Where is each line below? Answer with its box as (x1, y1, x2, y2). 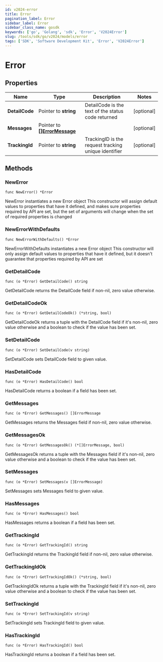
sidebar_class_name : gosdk (5, 25, 60, 30)
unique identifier (84, 148, 122, 155)
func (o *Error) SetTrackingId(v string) (5, 611, 90, 616)
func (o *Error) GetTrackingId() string (5, 543, 88, 548)
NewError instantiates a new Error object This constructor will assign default (5, 198, 158, 204)
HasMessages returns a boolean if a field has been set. (5, 520, 115, 525)
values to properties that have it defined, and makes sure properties (5, 204, 141, 209)
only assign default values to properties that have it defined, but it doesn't (5, 251, 153, 257)
